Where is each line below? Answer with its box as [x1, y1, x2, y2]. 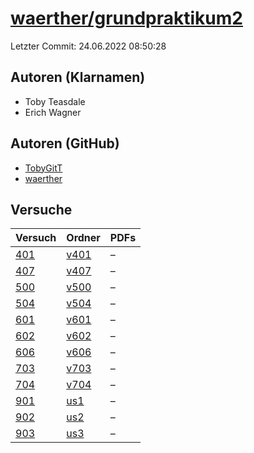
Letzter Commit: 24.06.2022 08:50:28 [10, 40, 167, 52]
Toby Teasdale [24, 95, 86, 107]
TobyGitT [24, 162, 63, 174]
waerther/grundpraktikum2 [10, 7, 243, 30]
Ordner [66, 231, 101, 245]
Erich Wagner [24, 106, 82, 118]
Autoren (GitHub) [10, 135, 120, 152]
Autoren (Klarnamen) [10, 69, 146, 86]
